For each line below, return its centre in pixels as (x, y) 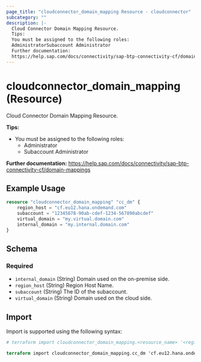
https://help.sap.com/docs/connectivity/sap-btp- (129, 163)
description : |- (26, 23)
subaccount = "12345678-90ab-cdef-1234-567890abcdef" (85, 214)
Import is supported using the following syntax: (64, 331)
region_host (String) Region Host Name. (64, 285)
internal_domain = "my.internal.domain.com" (73, 225)
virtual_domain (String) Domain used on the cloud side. (83, 298)
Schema (22, 249)
